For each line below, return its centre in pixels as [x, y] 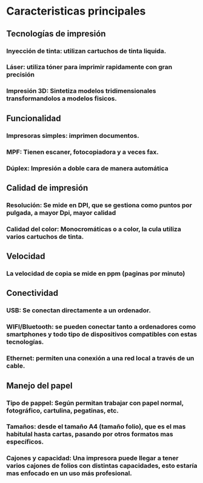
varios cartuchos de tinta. [45, 236]
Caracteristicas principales [76, 11]
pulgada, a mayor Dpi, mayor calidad [61, 213]
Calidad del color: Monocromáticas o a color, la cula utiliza [94, 229]
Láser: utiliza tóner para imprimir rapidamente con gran [89, 67]
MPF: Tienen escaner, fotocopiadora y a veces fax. [82, 152]
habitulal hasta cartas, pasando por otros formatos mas [90, 434]
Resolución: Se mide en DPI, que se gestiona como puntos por [99, 205]
